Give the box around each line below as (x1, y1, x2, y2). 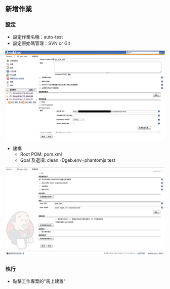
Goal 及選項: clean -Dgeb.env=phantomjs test (20, 157, 115, 163)
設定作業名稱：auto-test (12, 33, 63, 40)
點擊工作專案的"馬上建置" (12, 278, 66, 284)
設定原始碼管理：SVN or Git (12, 40, 70, 46)
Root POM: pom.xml (20, 151, 62, 157)
